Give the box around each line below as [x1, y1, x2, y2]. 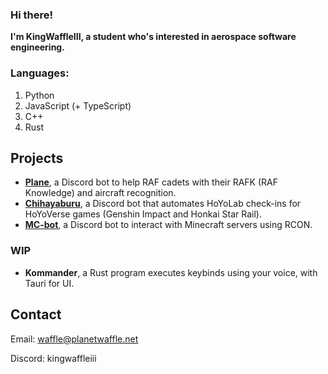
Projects [10, 149, 64, 167]
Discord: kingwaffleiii [10, 352, 97, 364]
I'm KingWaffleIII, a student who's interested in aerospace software [10, 31, 297, 43]
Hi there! [10, 8, 54, 22]
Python [24, 89, 55, 101]
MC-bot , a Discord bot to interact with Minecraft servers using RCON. [24, 219, 313, 231]
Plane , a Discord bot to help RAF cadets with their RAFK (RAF [24, 176, 279, 188]
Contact [10, 306, 62, 323]
